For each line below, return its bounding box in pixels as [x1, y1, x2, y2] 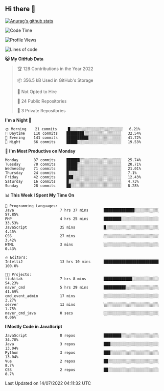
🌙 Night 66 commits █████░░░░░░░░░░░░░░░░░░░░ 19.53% [5, 139, 141, 145]
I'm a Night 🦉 [5, 117, 32, 123]
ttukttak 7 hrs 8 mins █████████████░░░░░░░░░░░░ [5, 276, 159, 281]
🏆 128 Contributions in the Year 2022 [17, 66, 94, 72]
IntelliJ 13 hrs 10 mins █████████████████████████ [5, 259, 159, 264]
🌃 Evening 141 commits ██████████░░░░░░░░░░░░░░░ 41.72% [5, 135, 141, 140]
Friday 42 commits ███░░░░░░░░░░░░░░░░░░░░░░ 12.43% [5, 174, 141, 179]
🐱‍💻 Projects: [5, 272, 32, 277]
